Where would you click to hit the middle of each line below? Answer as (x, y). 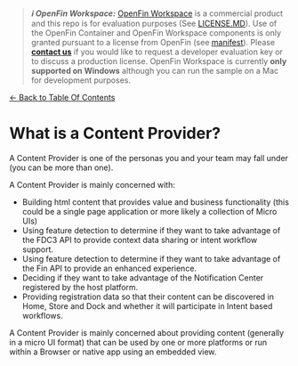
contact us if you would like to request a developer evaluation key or (157, 52)
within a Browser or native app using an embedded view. (113, 352)
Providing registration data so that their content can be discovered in (148, 297)
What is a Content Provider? (115, 134)
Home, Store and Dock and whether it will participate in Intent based (147, 305)
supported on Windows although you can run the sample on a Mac (154, 71)
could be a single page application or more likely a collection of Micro (149, 211)
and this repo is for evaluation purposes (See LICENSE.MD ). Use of (154, 23)
